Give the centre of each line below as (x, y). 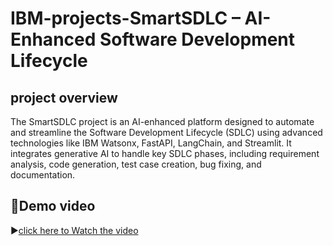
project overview (64, 97)
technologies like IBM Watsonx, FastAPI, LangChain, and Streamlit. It (151, 143)
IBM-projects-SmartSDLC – (125, 18)
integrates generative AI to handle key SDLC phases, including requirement (165, 153)
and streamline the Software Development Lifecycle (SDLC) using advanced (166, 132)
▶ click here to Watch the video (74, 230)
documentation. (43, 175)
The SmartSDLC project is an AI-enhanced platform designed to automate (162, 121)
